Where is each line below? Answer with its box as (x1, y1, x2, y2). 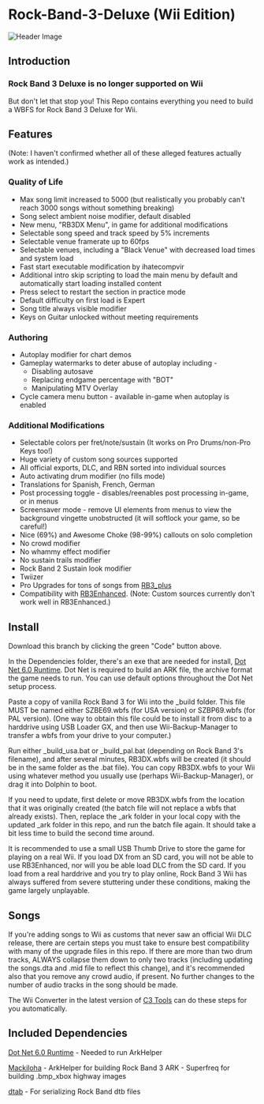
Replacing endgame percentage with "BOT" (31, 375, 173, 385)
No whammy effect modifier (19, 547, 111, 556)
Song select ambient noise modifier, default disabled (19, 211, 191, 220)
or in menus (19, 496, 59, 507)
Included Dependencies (8, 1027, 128, 1040)
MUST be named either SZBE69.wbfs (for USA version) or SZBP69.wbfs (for (8, 706, 256, 715)
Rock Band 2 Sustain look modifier (19, 563, 132, 574)
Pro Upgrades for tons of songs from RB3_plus (19, 581, 172, 590)
